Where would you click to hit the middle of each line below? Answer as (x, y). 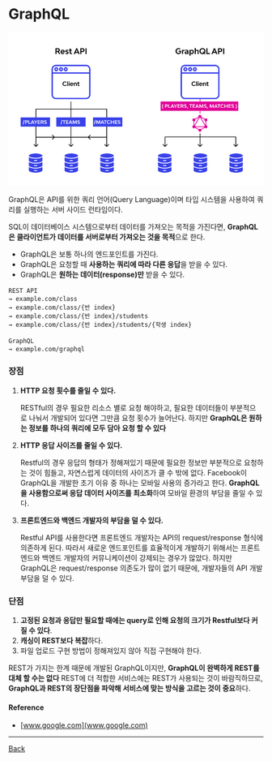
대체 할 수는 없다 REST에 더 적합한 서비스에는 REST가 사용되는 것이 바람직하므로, (136, 677)
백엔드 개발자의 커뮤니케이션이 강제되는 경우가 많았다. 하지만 (137, 557)
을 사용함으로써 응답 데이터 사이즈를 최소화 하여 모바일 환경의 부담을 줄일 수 (137, 492)
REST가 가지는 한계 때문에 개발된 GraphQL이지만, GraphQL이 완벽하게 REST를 (134, 668)
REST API (23, 291)
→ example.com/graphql (47, 350)
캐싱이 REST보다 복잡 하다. (62, 640)
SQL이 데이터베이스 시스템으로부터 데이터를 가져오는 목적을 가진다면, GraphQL (134, 227)
